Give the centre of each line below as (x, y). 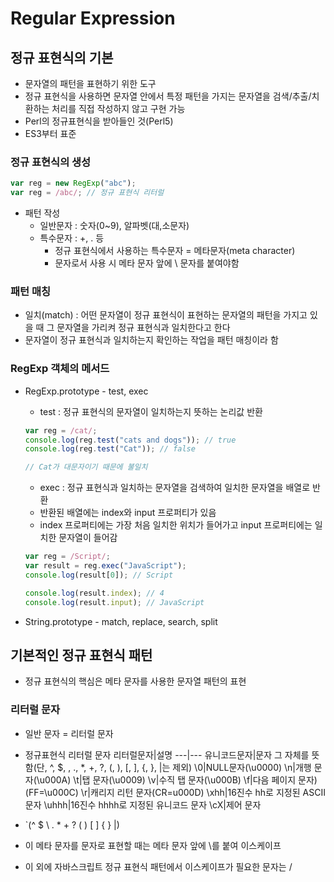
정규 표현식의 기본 (62, 57)
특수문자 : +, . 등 (72, 238)
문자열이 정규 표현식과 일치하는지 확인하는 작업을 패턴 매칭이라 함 (151, 340)
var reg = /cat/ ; (61, 430)
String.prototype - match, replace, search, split (121, 621)
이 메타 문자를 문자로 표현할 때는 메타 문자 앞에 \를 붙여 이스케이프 (153, 845)
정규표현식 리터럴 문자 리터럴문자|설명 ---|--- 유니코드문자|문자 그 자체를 (167, 754)
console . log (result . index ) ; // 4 (94, 593)
